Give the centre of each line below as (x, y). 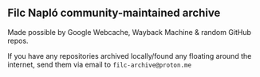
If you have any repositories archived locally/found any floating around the (130, 56)
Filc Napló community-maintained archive (114, 13)
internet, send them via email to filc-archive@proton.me (100, 64)
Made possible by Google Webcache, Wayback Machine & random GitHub (130, 32)
